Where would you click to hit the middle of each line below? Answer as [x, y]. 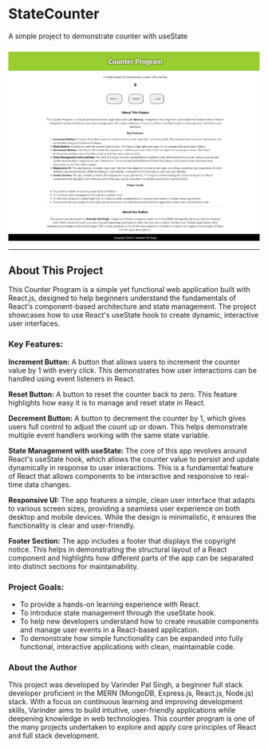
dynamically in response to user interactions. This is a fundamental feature [131, 467]
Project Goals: [36, 587]
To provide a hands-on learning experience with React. [110, 604]
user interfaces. [34, 323]
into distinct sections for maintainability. [74, 566]
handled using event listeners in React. [72, 378]
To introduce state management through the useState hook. [118, 613]
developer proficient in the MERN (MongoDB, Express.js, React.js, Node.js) [131, 693]
